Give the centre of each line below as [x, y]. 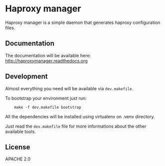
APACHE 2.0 [18, 159]
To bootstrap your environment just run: [46, 98]
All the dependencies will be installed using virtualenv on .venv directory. [80, 116]
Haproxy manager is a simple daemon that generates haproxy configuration [83, 22]
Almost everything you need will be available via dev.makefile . [69, 88]
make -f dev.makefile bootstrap [48, 107]
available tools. [21, 131]
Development [27, 77]
